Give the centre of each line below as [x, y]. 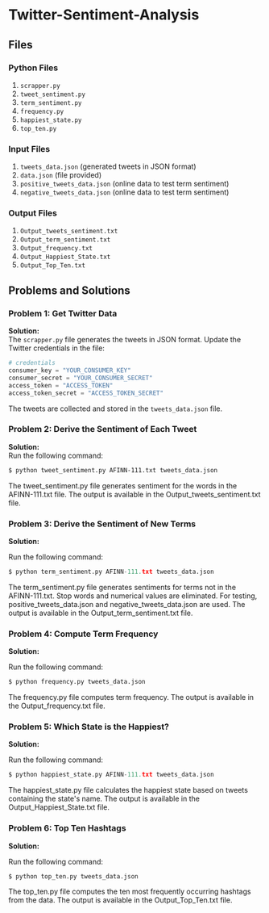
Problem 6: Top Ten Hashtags [67, 828]
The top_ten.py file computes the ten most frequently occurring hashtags [130, 892]
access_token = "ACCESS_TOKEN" [61, 385]
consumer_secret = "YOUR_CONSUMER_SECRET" [81, 378]
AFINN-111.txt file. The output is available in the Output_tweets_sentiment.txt [134, 494]
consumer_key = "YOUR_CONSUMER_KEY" [70, 371]
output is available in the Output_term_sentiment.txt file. [101, 613]
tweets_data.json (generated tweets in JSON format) [108, 166]
